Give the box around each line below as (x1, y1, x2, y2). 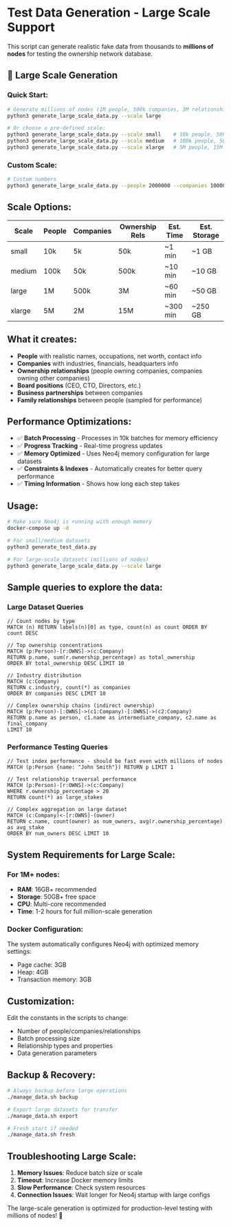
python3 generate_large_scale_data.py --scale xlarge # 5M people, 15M (7, 144, 223, 151)
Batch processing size (16, 1034, 80, 1043)
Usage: (7, 500, 39, 511)
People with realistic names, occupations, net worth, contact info (16, 351, 202, 360)
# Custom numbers (7, 176, 57, 183)
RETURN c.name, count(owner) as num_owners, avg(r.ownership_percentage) (7, 818, 223, 825)
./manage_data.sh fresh (7, 1132, 76, 1138)
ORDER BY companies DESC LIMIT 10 (7, 691, 107, 697)
